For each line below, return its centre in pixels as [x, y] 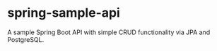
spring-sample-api [64, 13]
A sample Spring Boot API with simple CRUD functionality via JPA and [109, 32]
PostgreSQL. [26, 39]
